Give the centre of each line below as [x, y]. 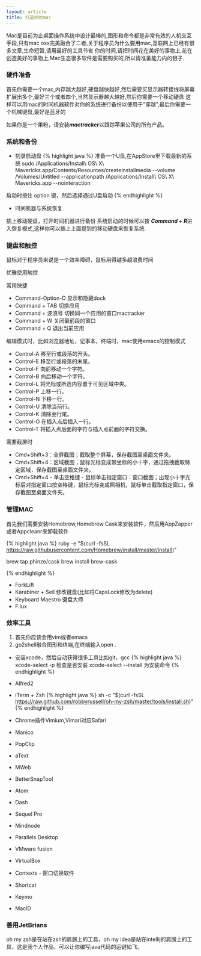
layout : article [26, 12]
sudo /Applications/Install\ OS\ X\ [63, 164]
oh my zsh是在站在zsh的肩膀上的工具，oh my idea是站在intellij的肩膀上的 [97, 939]
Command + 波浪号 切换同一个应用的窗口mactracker [80, 313]
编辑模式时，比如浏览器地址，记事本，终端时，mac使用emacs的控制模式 [96, 341]
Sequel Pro [28, 814]
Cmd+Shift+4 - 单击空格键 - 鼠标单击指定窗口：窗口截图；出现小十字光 [103, 477]
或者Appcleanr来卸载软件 [37, 531]
